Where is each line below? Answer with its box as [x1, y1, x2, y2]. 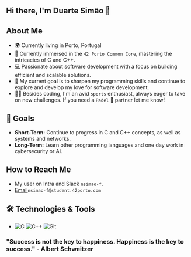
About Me [6, 26, 43, 36]
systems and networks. [14, 136, 71, 143]
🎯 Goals [6, 113, 35, 123]
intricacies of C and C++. [14, 56, 75, 63]
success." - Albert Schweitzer [6, 245, 93, 253]
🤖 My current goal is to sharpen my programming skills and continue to [14, 77, 186, 85]
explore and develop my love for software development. [14, 84, 149, 91]
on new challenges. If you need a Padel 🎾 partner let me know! [14, 96, 165, 103]
